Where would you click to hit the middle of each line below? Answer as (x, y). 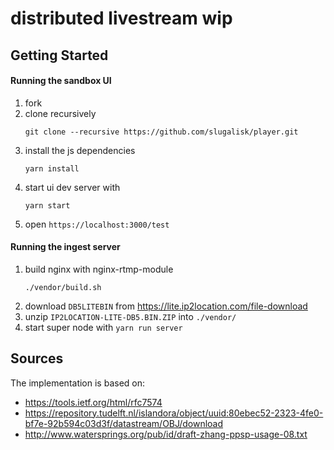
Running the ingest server (65, 247)
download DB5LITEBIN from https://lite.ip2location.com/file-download (166, 306)
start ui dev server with (72, 187)
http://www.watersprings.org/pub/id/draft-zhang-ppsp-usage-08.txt (166, 434)
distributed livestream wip (121, 18)
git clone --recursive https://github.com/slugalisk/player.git (161, 132)
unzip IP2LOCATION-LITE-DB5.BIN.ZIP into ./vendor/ (130, 316)
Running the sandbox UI (61, 81)
